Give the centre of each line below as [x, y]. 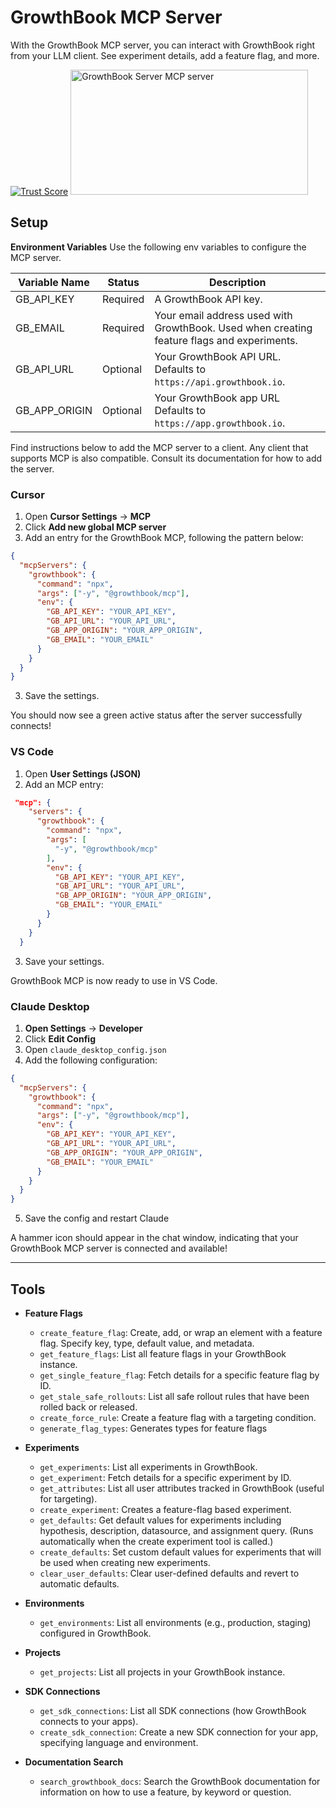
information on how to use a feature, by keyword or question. [165, 1792]
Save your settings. [64, 961]
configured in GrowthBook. [95, 1633]
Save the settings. [62, 696]
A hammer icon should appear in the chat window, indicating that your [154, 1238]
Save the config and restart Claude [97, 1218]
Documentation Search [74, 1762]
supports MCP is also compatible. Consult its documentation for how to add [166, 458]
